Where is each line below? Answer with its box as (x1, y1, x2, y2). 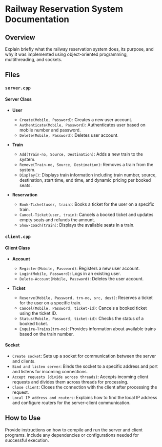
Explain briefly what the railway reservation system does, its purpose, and (5, 46, 154, 52)
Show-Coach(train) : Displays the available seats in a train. (19, 222, 135, 228)
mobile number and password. (19, 127, 81, 133)
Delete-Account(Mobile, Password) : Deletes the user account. (19, 276, 144, 281)
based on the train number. (19, 331, 74, 337)
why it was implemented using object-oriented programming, (5, 51, 128, 57)
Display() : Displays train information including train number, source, (19, 172, 157, 178)
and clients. (12, 358, 36, 364)
